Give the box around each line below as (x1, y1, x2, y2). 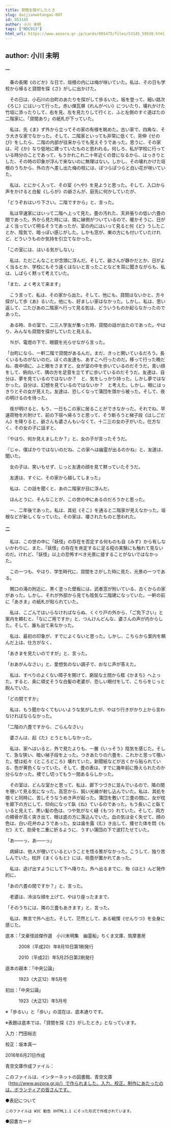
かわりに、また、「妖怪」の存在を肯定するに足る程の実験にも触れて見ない (9, 545, 164, 551)
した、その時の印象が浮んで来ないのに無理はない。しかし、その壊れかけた (5, 158, 161, 164)
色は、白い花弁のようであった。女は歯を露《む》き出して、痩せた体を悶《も (5, 820, 165, 826)
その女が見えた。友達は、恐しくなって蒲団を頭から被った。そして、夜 (18, 388, 165, 394)
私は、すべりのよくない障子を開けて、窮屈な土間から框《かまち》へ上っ (9, 672, 161, 678)
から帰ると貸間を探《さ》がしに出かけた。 (9, 85, 99, 91)
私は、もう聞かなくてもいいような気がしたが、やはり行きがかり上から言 (9, 706, 161, 712)
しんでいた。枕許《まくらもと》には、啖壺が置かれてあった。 (5, 855, 134, 861)
